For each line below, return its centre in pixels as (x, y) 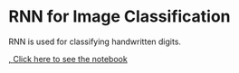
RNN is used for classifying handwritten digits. (95, 41)
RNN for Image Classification (120, 17)
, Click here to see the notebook (68, 59)
